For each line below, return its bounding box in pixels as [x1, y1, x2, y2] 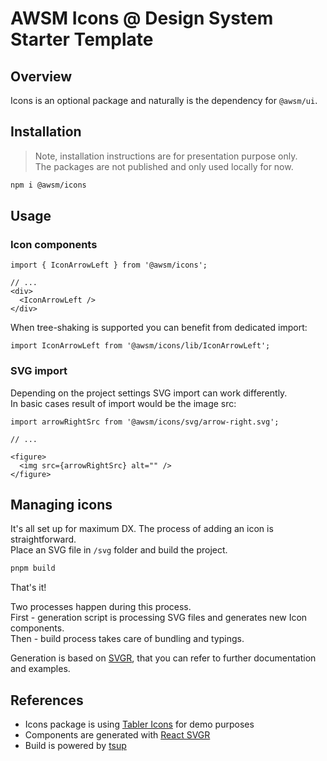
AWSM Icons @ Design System [10, 7, 274, 30]
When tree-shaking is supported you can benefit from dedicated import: [10, 322, 308, 334]
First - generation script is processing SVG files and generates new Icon [10, 612, 308, 624]
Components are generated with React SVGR [24, 729, 211, 741]
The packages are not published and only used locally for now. [34, 160, 294, 172]
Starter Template [10, 28, 154, 51]
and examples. [10, 663, 71, 675]
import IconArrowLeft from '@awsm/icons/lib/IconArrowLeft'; [10, 341, 271, 351]
